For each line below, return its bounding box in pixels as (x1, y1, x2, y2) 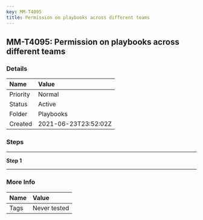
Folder (9, 110, 28, 118)
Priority (9, 90, 30, 99)
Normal (38, 90, 59, 99)
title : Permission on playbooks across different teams (6, 15, 150, 21)
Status (9, 100, 28, 109)
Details (6, 64, 28, 73)
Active (38, 100, 56, 109)
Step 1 (6, 157, 22, 164)
